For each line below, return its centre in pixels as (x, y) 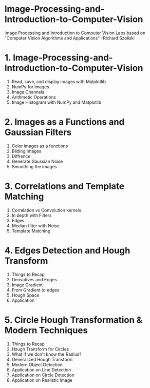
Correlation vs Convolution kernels (46, 210)
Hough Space (25, 295)
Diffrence (21, 156)
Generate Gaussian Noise (37, 161)
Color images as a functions (40, 146)
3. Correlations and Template (65, 186)
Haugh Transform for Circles (40, 349)
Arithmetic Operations (34, 97)
